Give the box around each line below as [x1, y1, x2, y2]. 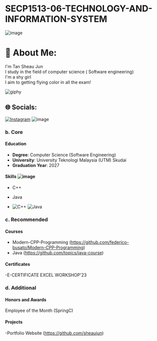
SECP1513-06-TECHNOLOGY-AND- [5, 3, 153, 14]
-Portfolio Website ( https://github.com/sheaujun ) [5, 330, 104, 336]
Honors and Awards [5, 297, 47, 302]
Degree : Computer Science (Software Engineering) [12, 152, 117, 158]
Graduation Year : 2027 [12, 162, 60, 168]
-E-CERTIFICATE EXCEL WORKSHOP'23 [5, 272, 87, 278]
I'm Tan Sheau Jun [5, 63, 43, 69]
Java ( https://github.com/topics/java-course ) [12, 250, 104, 256]
